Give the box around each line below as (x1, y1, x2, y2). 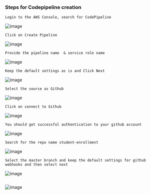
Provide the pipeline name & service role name (5, 50, 105, 56)
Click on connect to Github (5, 104, 62, 109)
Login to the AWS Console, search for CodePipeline (5, 15, 111, 20)
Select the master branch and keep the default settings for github (5, 158, 146, 163)
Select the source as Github (5, 86, 64, 91)
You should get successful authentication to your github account (5, 122, 142, 127)
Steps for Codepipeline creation (5, 4, 81, 11)
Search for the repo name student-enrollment (5, 140, 98, 145)
